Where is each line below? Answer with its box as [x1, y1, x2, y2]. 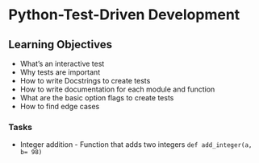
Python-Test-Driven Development [8, 6, 240, 24]
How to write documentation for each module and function [19, 84, 215, 94]
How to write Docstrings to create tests [19, 76, 151, 85]
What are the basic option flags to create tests [19, 93, 174, 102]
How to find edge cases [19, 102, 100, 111]
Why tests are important [19, 67, 101, 77]
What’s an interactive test [19, 59, 105, 68]
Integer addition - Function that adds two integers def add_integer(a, [19, 140, 253, 149]
